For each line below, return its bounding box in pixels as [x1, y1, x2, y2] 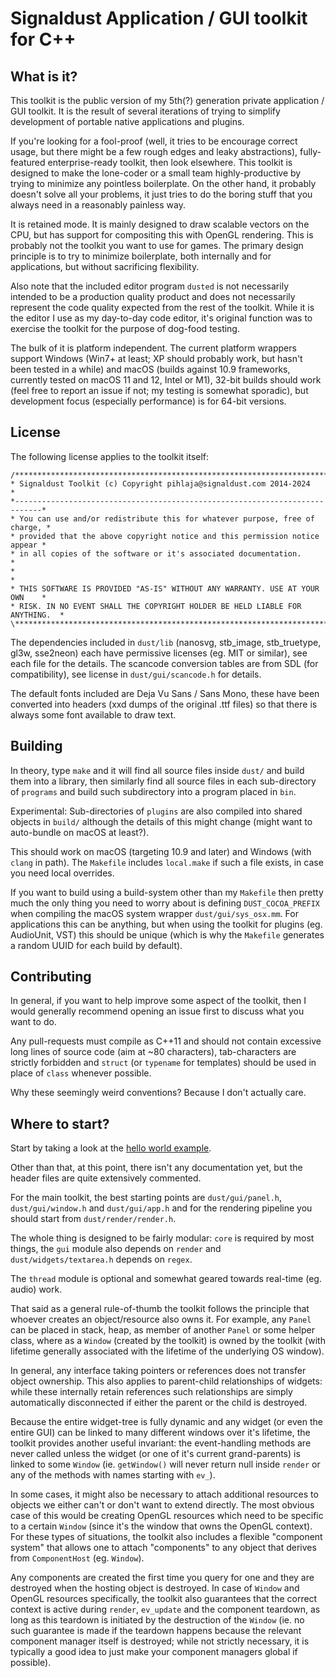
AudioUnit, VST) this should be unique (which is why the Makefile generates [10, 928, 325, 941]
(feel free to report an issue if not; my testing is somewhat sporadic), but [10, 385, 309, 396]
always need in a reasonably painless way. [10, 199, 186, 211]
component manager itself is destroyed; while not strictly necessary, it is [10, 1635, 310, 1647]
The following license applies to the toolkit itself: [10, 450, 210, 462]
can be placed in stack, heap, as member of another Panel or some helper [10, 1324, 315, 1336]
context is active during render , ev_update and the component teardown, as [10, 1603, 321, 1616]
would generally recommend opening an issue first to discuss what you [10, 1005, 305, 1017]
